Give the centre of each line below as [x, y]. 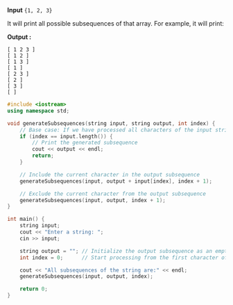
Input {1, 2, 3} [30, 10]
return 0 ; [34, 289]
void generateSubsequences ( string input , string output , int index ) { [111, 123]
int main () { [26, 219]
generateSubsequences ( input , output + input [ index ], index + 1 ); [116, 181]
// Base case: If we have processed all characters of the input [116, 130]
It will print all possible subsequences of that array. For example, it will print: [115, 23]
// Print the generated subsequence [85, 143]
